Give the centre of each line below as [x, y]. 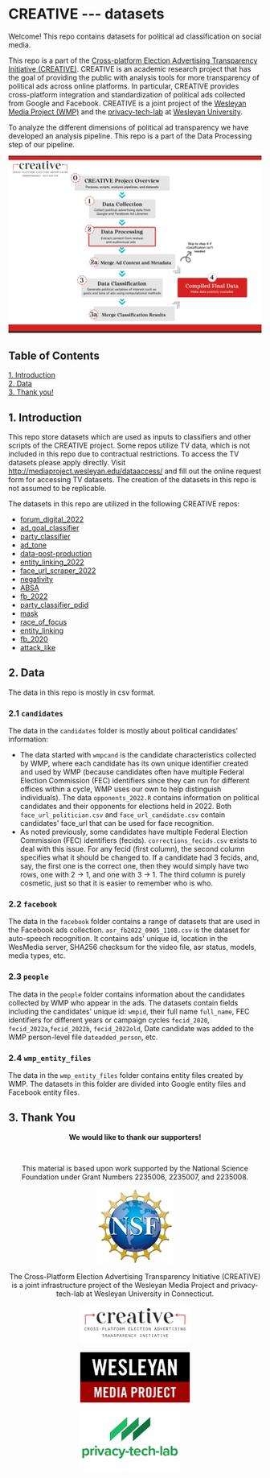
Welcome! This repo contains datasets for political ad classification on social [135, 36]
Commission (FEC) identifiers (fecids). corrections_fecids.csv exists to [138, 840]
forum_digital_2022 [52, 519]
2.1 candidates [36, 713]
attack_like [38, 647]
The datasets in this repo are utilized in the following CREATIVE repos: [124, 503]
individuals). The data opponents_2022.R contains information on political [139, 798]
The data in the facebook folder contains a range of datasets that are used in [134, 922]
